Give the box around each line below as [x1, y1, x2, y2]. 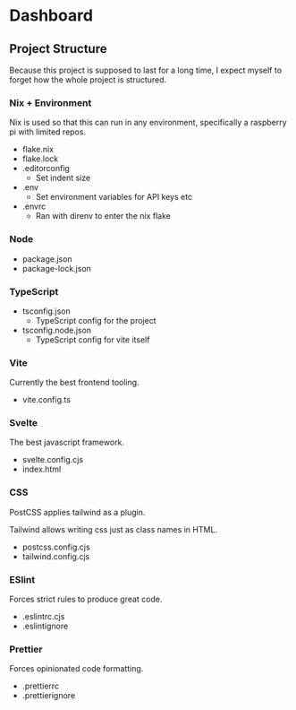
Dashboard [9, 5, 94, 26]
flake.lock [21, 153, 59, 164]
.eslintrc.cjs [21, 611, 65, 622]
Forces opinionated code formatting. [9, 663, 144, 674]
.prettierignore [21, 690, 76, 701]
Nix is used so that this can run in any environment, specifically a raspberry [9, 117, 288, 128]
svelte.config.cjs [21, 455, 83, 465]
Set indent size [35, 172, 91, 184]
